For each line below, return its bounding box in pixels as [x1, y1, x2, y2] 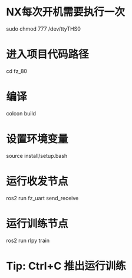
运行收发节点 [6, 174, 69, 188]
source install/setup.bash [6, 152, 68, 159]
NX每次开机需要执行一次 [6, 5, 126, 19]
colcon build [6, 110, 37, 117]
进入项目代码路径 [6, 48, 90, 61]
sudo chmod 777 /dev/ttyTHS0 [6, 25, 81, 32]
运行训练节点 [6, 217, 69, 230]
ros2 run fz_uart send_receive [6, 194, 79, 201]
